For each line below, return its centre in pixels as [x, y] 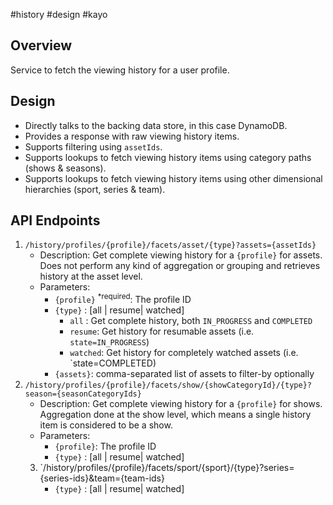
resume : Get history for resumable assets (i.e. [162, 331]
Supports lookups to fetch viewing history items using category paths [168, 157]
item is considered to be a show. [106, 425]
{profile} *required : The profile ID [123, 299]
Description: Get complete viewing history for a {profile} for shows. [181, 404]
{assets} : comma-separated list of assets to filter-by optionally [184, 374]
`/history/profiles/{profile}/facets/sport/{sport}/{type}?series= [167, 468]
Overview [41, 45]
